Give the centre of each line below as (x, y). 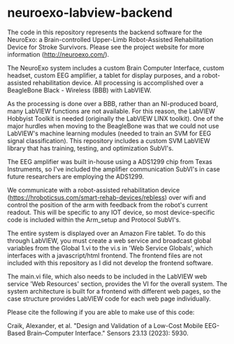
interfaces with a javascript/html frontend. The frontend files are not (105, 255)
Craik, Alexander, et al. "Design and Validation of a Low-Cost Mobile (105, 325)
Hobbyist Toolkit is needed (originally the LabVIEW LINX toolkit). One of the (115, 118)
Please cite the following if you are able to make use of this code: (101, 312)
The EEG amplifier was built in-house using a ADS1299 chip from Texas (110, 161)
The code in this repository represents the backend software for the (105, 32)
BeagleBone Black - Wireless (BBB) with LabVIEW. (79, 90)
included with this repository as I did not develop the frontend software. (110, 262)
